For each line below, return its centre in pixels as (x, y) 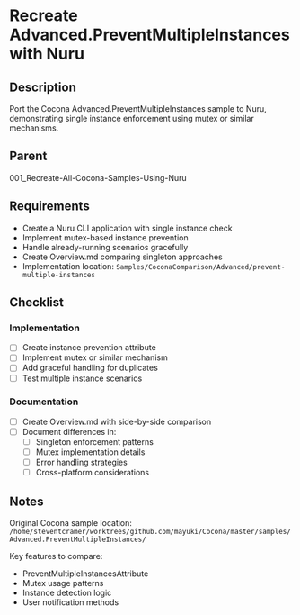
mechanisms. (34, 128)
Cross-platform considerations (93, 473)
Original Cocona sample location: (71, 523)
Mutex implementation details (90, 452)
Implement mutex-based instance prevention (105, 237)
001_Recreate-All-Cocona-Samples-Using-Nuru (98, 177)
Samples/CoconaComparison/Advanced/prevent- (201, 267)
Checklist (37, 303)
